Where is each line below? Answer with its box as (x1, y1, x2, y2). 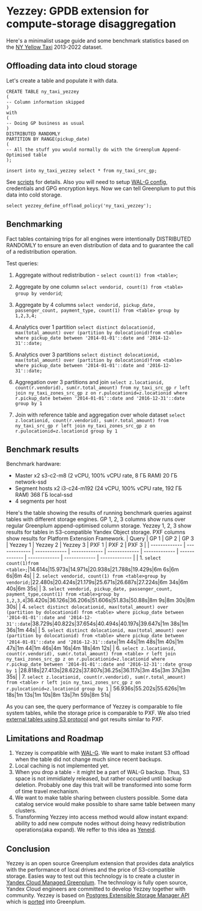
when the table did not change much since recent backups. (14, 755, 162, 763)
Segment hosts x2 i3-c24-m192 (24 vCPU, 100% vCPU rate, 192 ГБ (14, 485, 182, 492)
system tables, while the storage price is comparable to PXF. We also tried (6, 710, 191, 717)
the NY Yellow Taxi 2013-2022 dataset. (6, 43, 103, 51)
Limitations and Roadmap (6, 733, 104, 743)
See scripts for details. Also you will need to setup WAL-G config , (6, 178, 168, 185)
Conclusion (6, 843, 50, 854)
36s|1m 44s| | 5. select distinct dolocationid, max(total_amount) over (6, 626, 188, 634)
